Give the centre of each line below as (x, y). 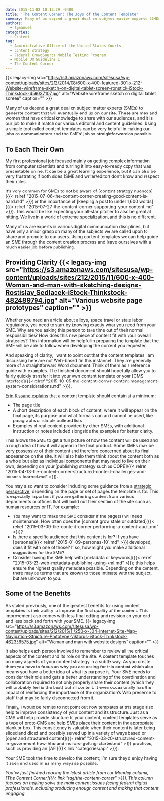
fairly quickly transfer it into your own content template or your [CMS (74, 376)
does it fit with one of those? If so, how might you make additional (79, 547)
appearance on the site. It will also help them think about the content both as (82, 456)
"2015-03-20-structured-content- (121, 738)
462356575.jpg (21, 642)
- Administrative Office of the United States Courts (65, 46)
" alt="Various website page (98, 300)
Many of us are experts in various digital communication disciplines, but (78, 226)
